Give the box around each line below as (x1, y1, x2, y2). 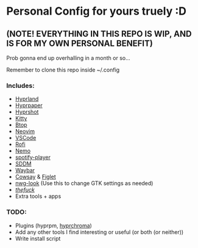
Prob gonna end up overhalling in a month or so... (6, 54, 131, 62)
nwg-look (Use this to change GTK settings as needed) (15, 180, 154, 187)
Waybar (15, 167, 35, 174)
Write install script (15, 235, 61, 242)
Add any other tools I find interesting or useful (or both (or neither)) (15, 228, 184, 236)
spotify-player (15, 154, 51, 161)
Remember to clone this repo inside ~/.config (6, 66, 120, 73)
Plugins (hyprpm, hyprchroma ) (15, 222, 93, 229)
